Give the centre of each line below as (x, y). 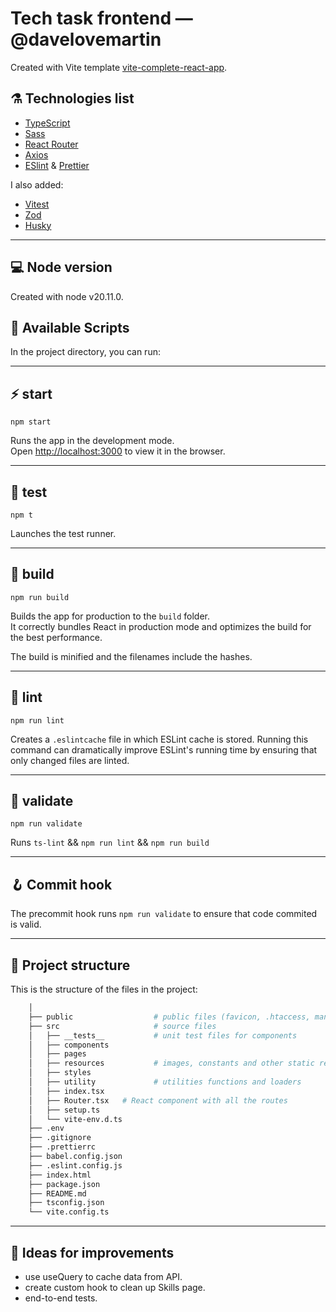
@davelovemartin (86, 39)
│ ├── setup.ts (64, 1110)
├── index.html (60, 1175)
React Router (51, 144)
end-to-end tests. (61, 1298)
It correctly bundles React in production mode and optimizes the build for (161, 626)
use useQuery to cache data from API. (103, 1276)
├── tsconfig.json (66, 1203)
